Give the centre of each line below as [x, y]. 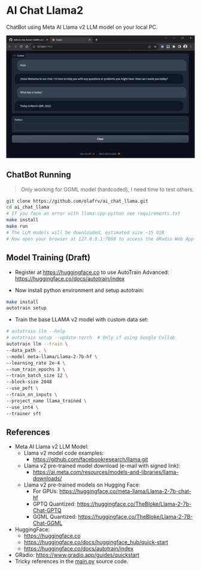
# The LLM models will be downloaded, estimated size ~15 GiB [85, 232]
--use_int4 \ [22, 407]
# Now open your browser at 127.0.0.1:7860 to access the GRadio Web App [100, 239]
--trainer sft [24, 414]
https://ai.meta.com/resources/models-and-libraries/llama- [106, 472]
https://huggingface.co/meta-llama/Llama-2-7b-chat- [125, 491]
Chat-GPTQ [47, 510]
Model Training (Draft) [48, 258]
